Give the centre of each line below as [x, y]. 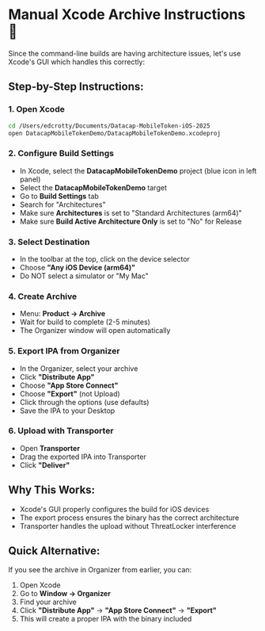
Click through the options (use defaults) [84, 402]
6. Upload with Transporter [61, 431]
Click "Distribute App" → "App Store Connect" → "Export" [118, 610]
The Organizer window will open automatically [95, 331]
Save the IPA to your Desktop [67, 411]
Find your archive [48, 602]
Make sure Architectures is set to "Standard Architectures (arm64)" [131, 212]
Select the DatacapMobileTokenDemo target [93, 187]
